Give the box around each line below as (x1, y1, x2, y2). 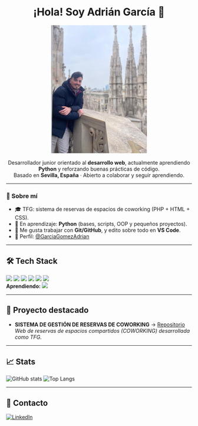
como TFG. (14, 333, 42, 340)
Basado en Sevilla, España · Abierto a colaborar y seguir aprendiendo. (14, 171, 184, 179)
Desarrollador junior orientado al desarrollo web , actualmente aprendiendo (8, 159, 190, 166)
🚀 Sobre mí (6, 192, 38, 200)
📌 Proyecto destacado (6, 305, 89, 315)
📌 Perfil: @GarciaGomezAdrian (14, 232, 90, 240)
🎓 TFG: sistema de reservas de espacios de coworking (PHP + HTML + (14, 205, 190, 212)
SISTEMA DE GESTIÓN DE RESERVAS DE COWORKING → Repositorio (14, 321, 186, 328)
